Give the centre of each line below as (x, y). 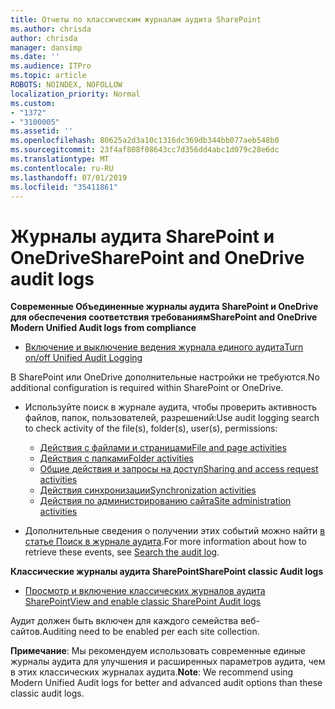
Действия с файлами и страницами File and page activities (163, 448)
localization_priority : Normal (75, 94)
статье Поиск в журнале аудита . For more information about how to (165, 542)
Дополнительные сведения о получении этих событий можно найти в (175, 531)
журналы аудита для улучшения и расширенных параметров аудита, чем (168, 662)
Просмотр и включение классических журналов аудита (145, 591)
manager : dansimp (46, 47)
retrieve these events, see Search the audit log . (122, 552)
